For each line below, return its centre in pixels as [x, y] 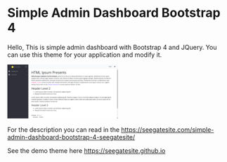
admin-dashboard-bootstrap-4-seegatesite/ [71, 137]
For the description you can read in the [64, 129]
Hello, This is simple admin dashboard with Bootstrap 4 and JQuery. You [112, 47]
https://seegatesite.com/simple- [168, 129]
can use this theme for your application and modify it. [85, 55]
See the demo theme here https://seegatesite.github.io [86, 150]
